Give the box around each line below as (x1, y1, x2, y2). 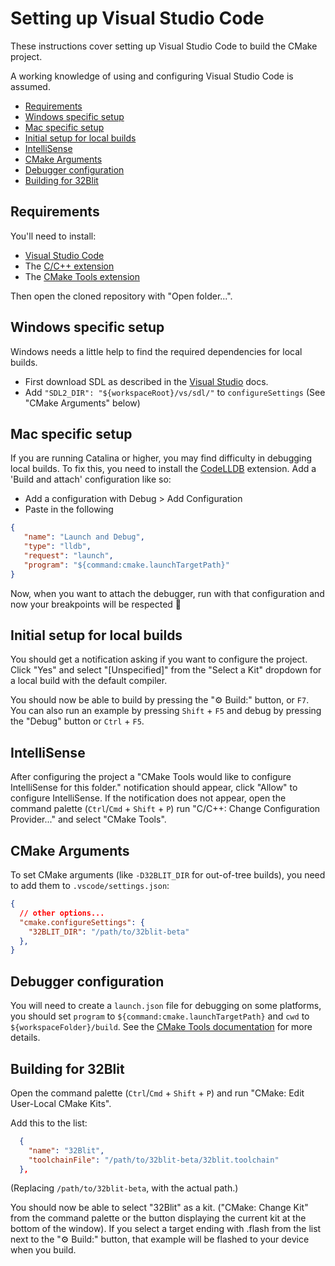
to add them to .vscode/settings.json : (10, 880, 170, 892)
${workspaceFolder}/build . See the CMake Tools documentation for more (10, 1021, 313, 1033)
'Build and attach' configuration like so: (10, 473, 172, 486)
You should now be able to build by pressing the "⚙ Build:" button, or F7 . (10, 694, 310, 706)
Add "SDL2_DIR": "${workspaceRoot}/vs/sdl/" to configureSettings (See (24, 386, 326, 398)
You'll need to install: (10, 230, 97, 242)
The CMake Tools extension (24, 270, 140, 282)
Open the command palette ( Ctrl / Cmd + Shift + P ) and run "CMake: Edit (10, 1087, 305, 1099)
